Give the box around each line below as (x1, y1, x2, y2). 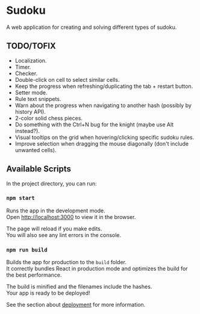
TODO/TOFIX (6, 41, 56, 51)
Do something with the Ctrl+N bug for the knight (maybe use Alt (14, 121, 174, 128)
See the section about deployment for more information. (6, 301, 146, 309)
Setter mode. (14, 88, 48, 96)
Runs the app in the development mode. (6, 207, 105, 214)
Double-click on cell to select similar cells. (14, 76, 120, 83)
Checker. (14, 70, 38, 77)
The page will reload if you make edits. (6, 225, 102, 232)
